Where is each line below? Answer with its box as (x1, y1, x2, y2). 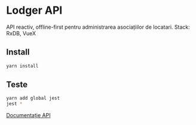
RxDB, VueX (6, 29, 36, 36)
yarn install (6, 63, 39, 69)
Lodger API (6, 4, 63, 17)
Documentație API (6, 112, 51, 119)
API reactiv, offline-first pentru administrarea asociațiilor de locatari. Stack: (6, 23, 190, 31)
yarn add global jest (6, 95, 60, 102)
